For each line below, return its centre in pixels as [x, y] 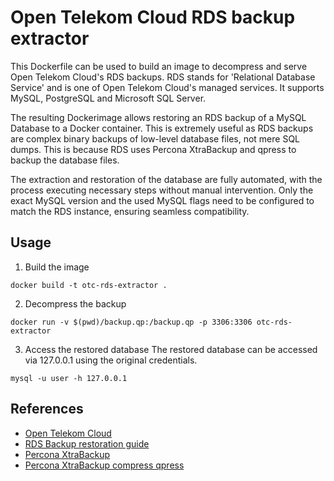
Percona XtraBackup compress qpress [104, 465]
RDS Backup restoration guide [87, 443]
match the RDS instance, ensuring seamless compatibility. [130, 211]
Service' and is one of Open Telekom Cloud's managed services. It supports [167, 87]
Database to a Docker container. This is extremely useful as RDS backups [162, 128]
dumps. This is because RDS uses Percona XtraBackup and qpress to [153, 149]
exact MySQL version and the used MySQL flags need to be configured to [162, 200]
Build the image [57, 267]
